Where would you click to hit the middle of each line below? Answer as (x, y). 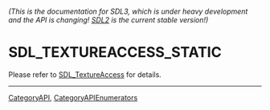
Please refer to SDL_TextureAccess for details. (85, 74)
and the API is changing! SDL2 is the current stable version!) (108, 19)
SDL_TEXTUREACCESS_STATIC (115, 52)
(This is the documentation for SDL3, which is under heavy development (128, 11)
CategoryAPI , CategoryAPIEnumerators (73, 97)
